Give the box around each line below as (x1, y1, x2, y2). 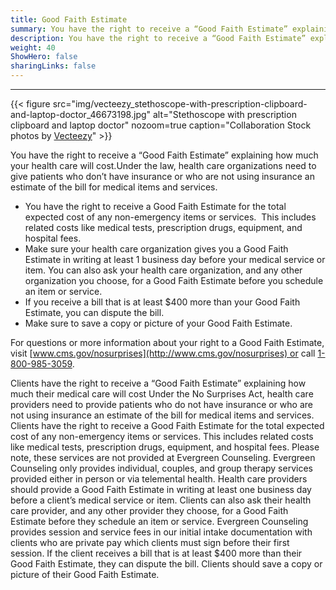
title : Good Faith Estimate (10, 14, 128, 25)
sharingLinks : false (10, 61, 97, 71)
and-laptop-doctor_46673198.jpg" (10, 109, 152, 120)
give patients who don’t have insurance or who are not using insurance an (10, 171, 315, 182)
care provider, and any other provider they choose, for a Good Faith (10, 505, 289, 516)
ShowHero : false (10, 52, 78, 62)
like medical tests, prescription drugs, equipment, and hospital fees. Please (10, 441, 320, 453)
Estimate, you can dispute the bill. (24, 307, 165, 318)
